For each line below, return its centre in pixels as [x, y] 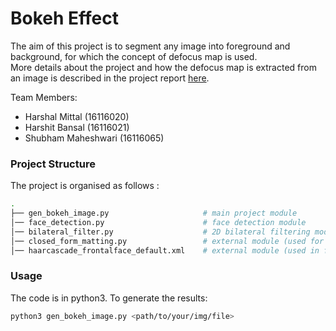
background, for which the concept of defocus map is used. [134, 56]
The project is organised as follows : [85, 186]
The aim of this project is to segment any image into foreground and [150, 46]
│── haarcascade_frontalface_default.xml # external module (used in [165, 250]
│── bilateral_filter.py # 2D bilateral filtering [160, 232]
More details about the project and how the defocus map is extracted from [163, 67]
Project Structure [53, 164]
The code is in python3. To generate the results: [109, 298]
